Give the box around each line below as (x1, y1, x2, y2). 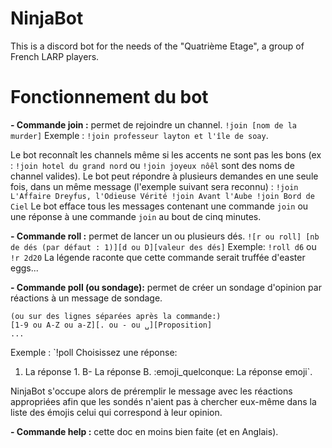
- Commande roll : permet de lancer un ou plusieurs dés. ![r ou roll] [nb (10, 230, 320, 242)
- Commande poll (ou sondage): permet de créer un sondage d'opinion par (10, 281, 322, 293)
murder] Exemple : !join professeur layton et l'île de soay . (10, 129, 269, 141)
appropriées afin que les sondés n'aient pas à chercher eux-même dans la (10, 395, 317, 407)
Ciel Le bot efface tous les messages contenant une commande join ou (10, 200, 309, 212)
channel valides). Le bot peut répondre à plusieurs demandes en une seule (10, 170, 319, 182)
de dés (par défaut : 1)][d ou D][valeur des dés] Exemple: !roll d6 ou (10, 240, 317, 252)
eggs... (10, 262, 39, 274)
